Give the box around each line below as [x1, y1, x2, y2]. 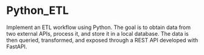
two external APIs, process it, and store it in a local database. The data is [6, 30, 189, 37]
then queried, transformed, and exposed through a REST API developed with [6, 36, 199, 44]
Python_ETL [6, 4, 69, 18]
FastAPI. [6, 43, 27, 50]
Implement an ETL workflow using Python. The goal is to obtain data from [6, 24, 191, 31]
